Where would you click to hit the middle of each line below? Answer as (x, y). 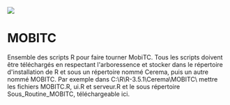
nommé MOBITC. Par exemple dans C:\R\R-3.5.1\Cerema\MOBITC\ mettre (113, 79)
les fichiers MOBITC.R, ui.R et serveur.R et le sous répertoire (94, 86)
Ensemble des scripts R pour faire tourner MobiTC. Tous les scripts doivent (115, 57)
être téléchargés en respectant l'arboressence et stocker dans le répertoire (115, 64)
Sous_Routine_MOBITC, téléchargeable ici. (69, 94)
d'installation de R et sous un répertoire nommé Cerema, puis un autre (108, 72)
